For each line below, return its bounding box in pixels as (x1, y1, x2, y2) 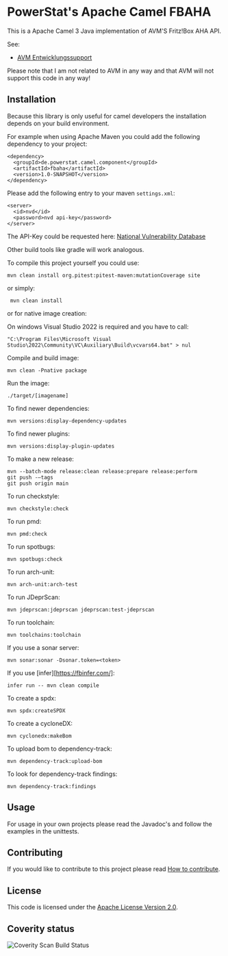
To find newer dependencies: (7, 404, 90, 412)
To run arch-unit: (7, 568, 55, 576)
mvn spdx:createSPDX (7, 707, 66, 714)
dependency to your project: (7, 140, 88, 148)
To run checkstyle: (7, 492, 60, 500)
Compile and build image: (7, 353, 79, 362)
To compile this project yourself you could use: (7, 258, 140, 267)
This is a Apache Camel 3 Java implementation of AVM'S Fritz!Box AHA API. (7, 27, 221, 35)
